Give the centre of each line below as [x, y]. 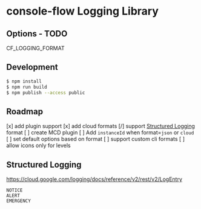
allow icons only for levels [38, 146]
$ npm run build [27, 87]
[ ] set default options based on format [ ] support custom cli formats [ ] [95, 139]
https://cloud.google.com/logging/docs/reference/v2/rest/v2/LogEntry [94, 179]
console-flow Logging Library [83, 11]
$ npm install [24, 81]
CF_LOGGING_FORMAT [35, 48]
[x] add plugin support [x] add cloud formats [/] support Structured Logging [101, 126]
